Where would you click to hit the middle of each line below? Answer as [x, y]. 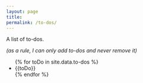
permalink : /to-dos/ [32, 22]
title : [14, 17]
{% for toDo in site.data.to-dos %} [57, 62]
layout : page [22, 11]
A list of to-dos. [25, 39]
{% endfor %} [32, 75]
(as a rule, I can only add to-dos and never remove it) [72, 51]
